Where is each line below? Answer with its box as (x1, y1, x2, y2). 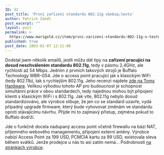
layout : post (5, 25, 32, 30)
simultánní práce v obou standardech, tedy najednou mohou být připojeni (5, 88, 153, 94)
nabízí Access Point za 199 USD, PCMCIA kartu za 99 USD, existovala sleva (5, 134, 157, 140)
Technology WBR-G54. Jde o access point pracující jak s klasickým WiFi (5, 72, 151, 78)
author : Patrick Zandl (5, 16, 51, 21)
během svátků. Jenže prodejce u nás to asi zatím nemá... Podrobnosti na (5, 139, 151, 145)
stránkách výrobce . (5, 144, 44, 150)
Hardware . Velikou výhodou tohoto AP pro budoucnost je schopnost (5, 83, 143, 89)
